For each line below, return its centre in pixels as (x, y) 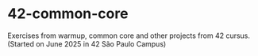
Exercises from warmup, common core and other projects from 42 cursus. (129, 35)
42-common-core (68, 14)
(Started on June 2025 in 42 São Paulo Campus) (87, 43)
